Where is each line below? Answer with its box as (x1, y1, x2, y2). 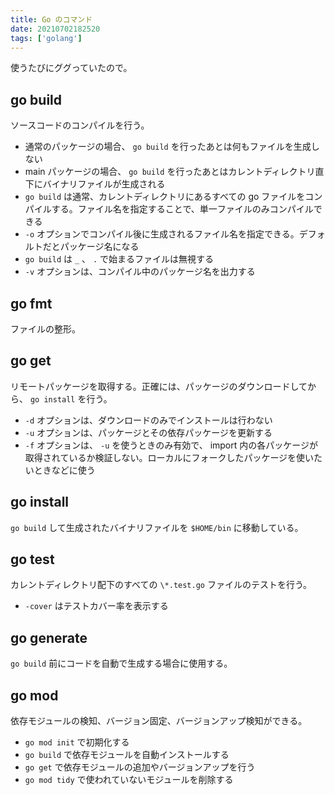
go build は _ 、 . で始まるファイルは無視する (24, 253, 215, 265)
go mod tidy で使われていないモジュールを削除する (24, 774, 234, 786)
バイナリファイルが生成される (42, 178, 166, 190)
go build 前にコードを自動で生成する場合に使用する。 (10, 657, 233, 670)
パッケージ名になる (59, 241, 140, 253)
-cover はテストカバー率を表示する (24, 600, 169, 612)
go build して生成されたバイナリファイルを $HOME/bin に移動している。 (10, 521, 304, 533)
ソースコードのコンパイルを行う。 (10, 119, 150, 131)
